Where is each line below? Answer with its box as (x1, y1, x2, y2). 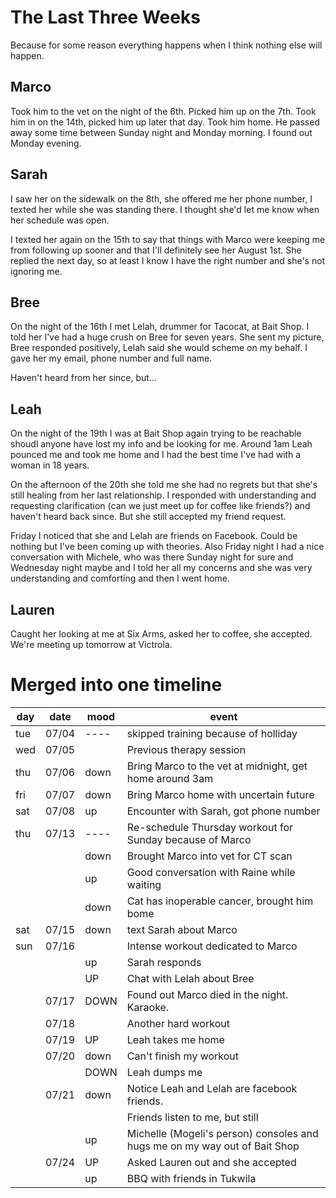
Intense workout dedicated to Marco (126, 939, 298, 953)
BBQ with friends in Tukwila (126, 1171, 257, 1185)
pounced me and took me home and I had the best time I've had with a (10, 449, 302, 461)
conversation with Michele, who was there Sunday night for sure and (10, 551, 294, 563)
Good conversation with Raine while (126, 865, 296, 879)
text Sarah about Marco (126, 922, 238, 936)
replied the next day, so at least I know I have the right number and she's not (10, 254, 326, 266)
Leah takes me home (126, 1032, 225, 1046)
